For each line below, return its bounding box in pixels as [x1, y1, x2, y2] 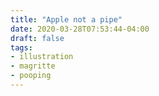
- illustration [10, 52, 74, 62]
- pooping [10, 71, 52, 81]
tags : [10, 42, 33, 53]
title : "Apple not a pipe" [10, 14, 123, 25]
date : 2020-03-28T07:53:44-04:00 [10, 24, 150, 34]
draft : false [10, 33, 65, 43]
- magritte [10, 61, 56, 71]
